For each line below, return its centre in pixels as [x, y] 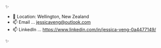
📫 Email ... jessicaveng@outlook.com [52, 22]
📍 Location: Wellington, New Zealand [51, 17]
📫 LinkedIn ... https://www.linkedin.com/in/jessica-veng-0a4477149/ [84, 29]
